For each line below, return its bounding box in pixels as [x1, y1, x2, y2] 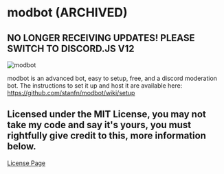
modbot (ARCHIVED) [7, 5, 128, 21]
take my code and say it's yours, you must [7, 119, 192, 131]
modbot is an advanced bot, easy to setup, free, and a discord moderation [7, 74, 218, 82]
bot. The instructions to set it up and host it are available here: [7, 82, 183, 90]
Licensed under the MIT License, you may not [7, 108, 206, 121]
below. [7, 140, 36, 152]
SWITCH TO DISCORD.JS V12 [7, 42, 135, 54]
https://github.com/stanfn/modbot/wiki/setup [7, 89, 135, 97]
